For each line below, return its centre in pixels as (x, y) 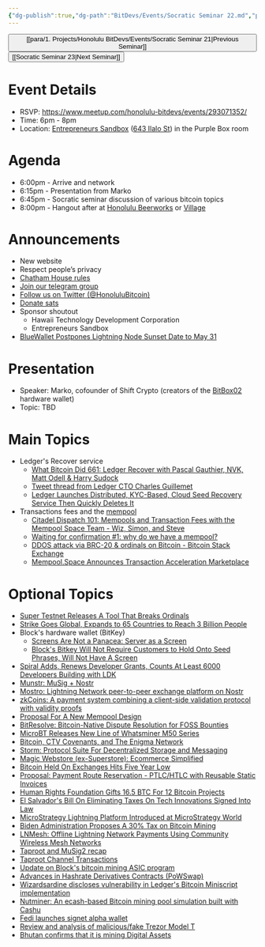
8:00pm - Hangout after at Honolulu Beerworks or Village (113, 207)
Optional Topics (61, 594)
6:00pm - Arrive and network (67, 182)
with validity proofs (51, 708)
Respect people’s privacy (60, 270)
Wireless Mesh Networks (60, 843)
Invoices (33, 784)
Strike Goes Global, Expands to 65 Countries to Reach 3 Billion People (133, 624)
